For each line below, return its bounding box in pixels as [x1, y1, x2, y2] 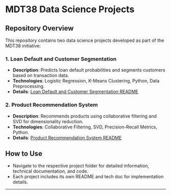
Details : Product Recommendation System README [12, 134, 122, 141]
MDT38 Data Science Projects [5, 4, 135, 15]
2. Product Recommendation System [5, 101, 98, 108]
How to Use [5, 149, 43, 158]
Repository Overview [5, 24, 74, 33]
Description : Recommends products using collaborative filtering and [12, 113, 157, 119]
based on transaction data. [12, 72, 69, 78]
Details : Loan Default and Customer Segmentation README [12, 89, 138, 95]
